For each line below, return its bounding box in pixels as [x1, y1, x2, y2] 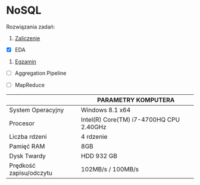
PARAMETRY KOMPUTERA [97, 96, 175, 104]
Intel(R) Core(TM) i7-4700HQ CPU [81, 116, 180, 124]
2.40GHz [81, 123, 107, 131]
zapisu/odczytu [9, 169, 52, 177]
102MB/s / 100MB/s [81, 165, 139, 174]
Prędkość [9, 161, 36, 170]
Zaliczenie [14, 34, 40, 42]
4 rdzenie [81, 133, 108, 141]
